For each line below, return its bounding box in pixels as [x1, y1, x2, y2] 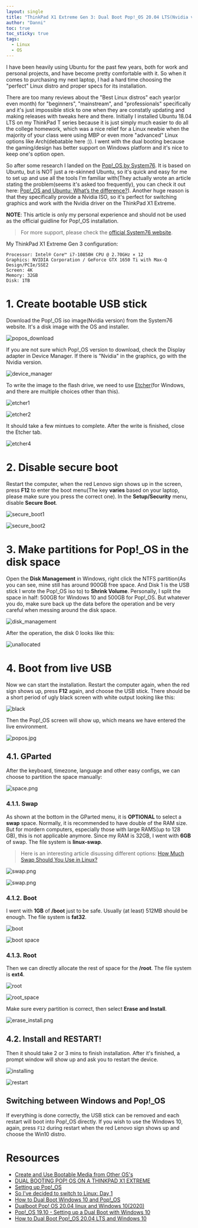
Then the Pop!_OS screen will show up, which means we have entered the [6, 717, 186, 724]
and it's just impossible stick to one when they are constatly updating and [6, 106, 184, 113]
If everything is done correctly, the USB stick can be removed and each [6, 1111, 180, 1119]
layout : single [6, 8, 44, 15]
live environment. [6, 723, 48, 730]
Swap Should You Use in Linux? [20, 856, 98, 863]
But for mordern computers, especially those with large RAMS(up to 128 [6, 826, 181, 833]
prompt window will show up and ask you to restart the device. [6, 1056, 159, 1063]
